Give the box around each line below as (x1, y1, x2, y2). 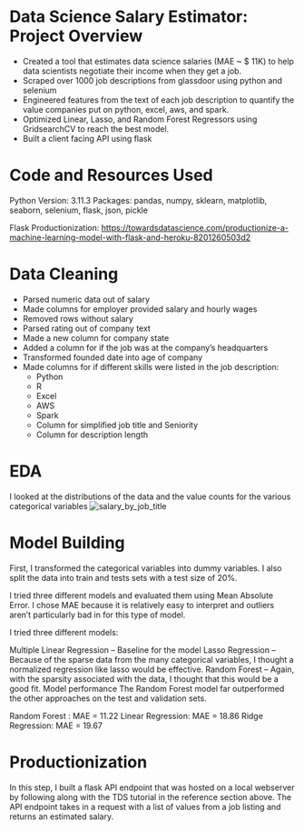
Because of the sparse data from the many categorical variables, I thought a (9, 654, 294, 665)
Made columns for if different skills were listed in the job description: (22, 361, 279, 372)
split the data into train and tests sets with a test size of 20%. (9, 572, 238, 583)
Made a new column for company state (22, 332, 170, 343)
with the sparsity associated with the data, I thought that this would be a (9, 673, 279, 684)
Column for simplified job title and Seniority (35, 419, 199, 430)
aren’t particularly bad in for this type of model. (9, 609, 186, 620)
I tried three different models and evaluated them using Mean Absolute (9, 589, 274, 601)
